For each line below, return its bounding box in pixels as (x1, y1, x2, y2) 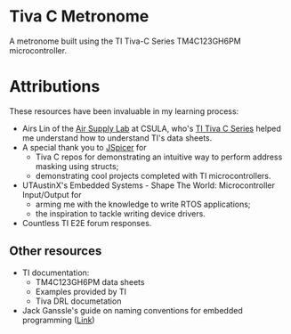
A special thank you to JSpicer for (21, 142, 147, 152)
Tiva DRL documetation (35, 296, 122, 306)
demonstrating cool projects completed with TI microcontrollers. (35, 170, 271, 181)
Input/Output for (21, 189, 82, 200)
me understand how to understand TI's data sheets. (21, 132, 213, 143)
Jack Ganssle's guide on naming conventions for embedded (21, 305, 243, 315)
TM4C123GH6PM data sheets (35, 276, 145, 287)
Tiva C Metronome (9, 6, 150, 27)
